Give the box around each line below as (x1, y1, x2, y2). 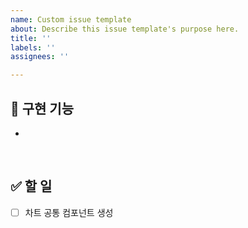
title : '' (10, 33, 52, 43)
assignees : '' (10, 52, 70, 62)
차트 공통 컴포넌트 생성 (24, 206, 114, 218)
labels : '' (10, 42, 56, 53)
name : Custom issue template (10, 14, 132, 25)
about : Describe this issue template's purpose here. (10, 24, 240, 34)
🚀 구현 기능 (10, 100, 75, 117)
